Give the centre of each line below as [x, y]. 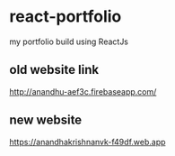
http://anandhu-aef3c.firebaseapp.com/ [83, 91]
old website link [54, 70]
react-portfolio [66, 17]
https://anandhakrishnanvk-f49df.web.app [87, 142]
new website [46, 120]
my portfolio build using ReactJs [69, 41]
